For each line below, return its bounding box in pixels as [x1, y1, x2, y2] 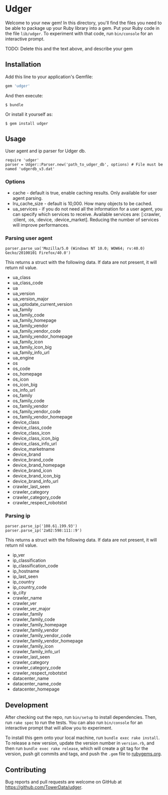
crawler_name [12, 595, 42, 601]
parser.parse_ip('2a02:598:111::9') [5, 528, 82, 533]
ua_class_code [12, 280, 43, 286]
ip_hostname [12, 568, 39, 574]
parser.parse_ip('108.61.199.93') [5, 523, 78, 529]
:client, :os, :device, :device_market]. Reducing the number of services [12, 217, 159, 223]
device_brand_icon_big [12, 473, 61, 479]
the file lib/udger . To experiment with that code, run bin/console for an [5, 30, 153, 36]
